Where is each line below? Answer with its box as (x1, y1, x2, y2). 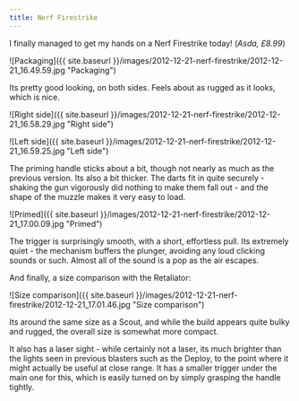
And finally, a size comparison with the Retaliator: (9, 272, 192, 283)
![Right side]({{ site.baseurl (9, 109, 109, 119)
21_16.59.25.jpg (9, 145, 65, 156)
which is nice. (9, 92, 60, 102)
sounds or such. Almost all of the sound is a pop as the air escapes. (9, 255, 260, 266)
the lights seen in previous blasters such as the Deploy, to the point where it (9, 353, 289, 363)
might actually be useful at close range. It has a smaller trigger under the (9, 362, 278, 373)
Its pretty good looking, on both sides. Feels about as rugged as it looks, (9, 82, 276, 92)
